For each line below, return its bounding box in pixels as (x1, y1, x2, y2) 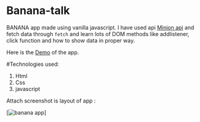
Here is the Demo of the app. (6, 48, 80, 56)
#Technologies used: (6, 60, 59, 68)
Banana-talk (6, 4, 70, 18)
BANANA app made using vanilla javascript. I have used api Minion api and (6, 24, 194, 31)
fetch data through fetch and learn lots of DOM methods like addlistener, (6, 30, 190, 37)
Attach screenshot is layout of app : (6, 97, 96, 104)
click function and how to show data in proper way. (6, 37, 135, 44)
